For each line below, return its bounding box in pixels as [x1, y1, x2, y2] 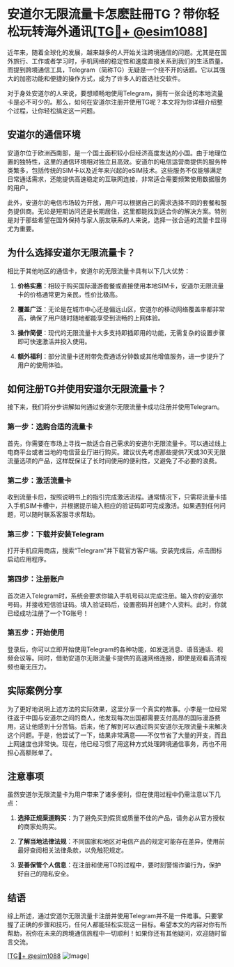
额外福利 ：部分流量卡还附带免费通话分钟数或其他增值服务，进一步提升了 [17, 352, 225, 360]
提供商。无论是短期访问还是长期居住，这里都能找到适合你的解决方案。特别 [13, 207, 227, 215]
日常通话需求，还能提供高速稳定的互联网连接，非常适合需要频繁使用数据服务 [7, 175, 227, 183]
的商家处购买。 [17, 823, 61, 831]
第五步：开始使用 [7, 628, 65, 637]
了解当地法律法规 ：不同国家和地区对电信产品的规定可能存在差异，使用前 [17, 837, 225, 846]
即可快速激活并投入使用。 [17, 337, 91, 346]
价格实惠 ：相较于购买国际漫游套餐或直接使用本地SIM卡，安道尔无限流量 [17, 281, 224, 290]
